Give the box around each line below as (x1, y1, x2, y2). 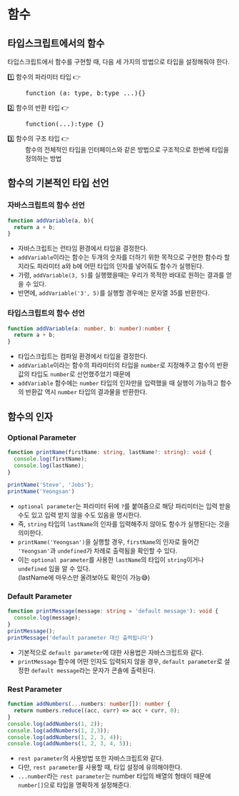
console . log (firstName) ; (14, 455, 88, 463)
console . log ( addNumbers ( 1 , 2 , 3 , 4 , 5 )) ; (7, 740, 133, 747)
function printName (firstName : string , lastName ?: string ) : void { (7, 448, 213, 455)
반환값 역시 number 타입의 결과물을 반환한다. (25, 388, 148, 396)
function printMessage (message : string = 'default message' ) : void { (7, 608, 219, 615)
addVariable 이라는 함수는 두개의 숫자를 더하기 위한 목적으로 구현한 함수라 (17, 253, 223, 261)
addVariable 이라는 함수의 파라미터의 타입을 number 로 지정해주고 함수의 (17, 361, 215, 370)
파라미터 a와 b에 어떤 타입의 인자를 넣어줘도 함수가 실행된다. (36, 262, 205, 271)
